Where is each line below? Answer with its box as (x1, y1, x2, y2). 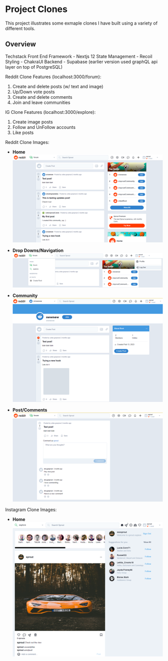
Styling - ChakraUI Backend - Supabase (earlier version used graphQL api (5, 59, 158, 65)
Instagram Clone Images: (5, 507, 57, 513)
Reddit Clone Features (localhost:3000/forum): (5, 74, 101, 80)
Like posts (12, 129, 34, 135)
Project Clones (5, 4, 67, 15)
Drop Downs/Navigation (12, 247, 64, 254)
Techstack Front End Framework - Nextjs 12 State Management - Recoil (5, 53, 152, 59)
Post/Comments (12, 407, 47, 413)
